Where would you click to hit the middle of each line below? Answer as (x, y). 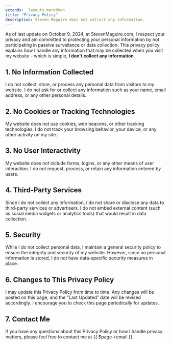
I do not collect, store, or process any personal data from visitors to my (80, 85)
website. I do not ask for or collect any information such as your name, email (86, 90)
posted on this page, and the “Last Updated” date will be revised (73, 297)
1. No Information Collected (50, 72)
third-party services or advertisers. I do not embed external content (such (83, 208)
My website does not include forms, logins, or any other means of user (80, 163)
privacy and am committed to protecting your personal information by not (82, 39)
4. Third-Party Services (44, 190)
